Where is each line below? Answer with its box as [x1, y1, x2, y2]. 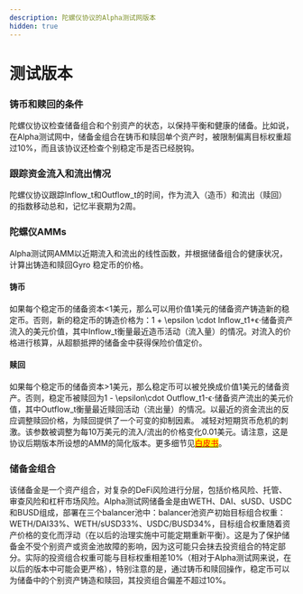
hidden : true [9, 22, 59, 31]
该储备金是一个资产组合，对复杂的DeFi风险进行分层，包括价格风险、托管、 [9, 485, 287, 496]
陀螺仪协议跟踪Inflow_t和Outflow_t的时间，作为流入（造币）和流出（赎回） [9, 190, 287, 200]
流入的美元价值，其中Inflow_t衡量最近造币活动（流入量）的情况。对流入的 [9, 326, 284, 337]
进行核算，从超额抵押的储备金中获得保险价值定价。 [16, 337, 207, 348]
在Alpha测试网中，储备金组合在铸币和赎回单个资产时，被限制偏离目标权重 [9, 131, 284, 142]
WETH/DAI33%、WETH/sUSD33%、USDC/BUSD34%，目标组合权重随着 [9, 518, 283, 529]
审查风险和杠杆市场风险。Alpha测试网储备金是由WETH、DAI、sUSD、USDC [9, 496, 293, 506]
